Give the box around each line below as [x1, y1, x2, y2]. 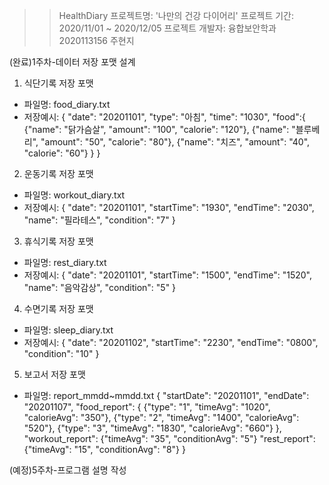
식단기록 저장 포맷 [23, 77, 94, 89]
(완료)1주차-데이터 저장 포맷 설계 [9, 56, 136, 68]
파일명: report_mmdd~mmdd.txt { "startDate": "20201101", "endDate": [23, 390, 310, 401]
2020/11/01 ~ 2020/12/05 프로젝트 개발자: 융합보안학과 [58, 22, 277, 34]
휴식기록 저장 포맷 [23, 235, 94, 247]
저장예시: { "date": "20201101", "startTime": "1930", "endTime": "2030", [23, 202, 315, 213]
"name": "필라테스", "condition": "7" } [23, 214, 176, 226]
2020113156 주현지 [58, 35, 135, 46]
